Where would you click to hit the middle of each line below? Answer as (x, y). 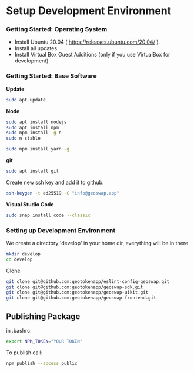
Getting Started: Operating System (57, 29)
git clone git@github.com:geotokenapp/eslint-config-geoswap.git (88, 281)
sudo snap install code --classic (48, 215)
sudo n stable (24, 139)
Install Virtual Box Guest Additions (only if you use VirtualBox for (92, 55)
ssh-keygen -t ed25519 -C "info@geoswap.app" (63, 193)
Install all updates (36, 48)
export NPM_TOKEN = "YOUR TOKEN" (44, 341)
